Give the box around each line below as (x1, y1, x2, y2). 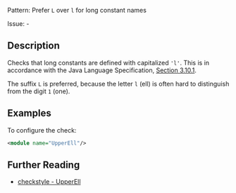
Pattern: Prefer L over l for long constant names (7, 6, 147, 14)
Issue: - (7, 20, 30, 27)
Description (7, 40, 60, 52)
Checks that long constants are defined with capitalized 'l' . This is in (7, 58, 210, 67)
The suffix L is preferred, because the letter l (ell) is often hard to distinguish (7, 79, 230, 88)
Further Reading (7, 159, 80, 171)
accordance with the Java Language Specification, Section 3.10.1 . (7, 66, 197, 74)
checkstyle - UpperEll (17, 178, 81, 186)
